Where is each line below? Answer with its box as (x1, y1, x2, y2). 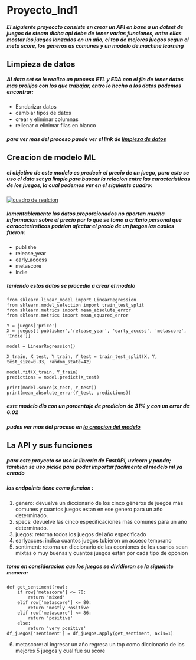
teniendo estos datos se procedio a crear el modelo (6, 282, 136, 289)
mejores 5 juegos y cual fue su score (15, 647, 106, 654)
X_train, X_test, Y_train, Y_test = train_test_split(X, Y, (6, 354, 158, 360)
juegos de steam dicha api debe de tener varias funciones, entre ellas (6, 29, 182, 37)
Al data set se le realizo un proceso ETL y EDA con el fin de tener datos (6, 75, 184, 83)
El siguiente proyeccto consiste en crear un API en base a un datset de (6, 23, 184, 30)
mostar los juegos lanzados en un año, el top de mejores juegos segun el (6, 36, 189, 43)
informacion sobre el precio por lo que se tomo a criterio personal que (6, 216, 182, 223)
